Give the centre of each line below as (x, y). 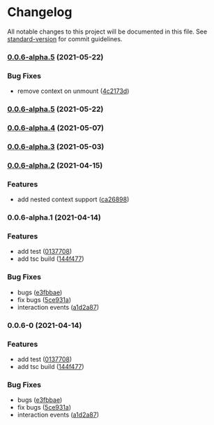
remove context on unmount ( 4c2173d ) (73, 91)
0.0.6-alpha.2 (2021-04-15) (55, 165)
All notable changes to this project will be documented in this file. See (107, 31)
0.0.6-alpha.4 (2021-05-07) (56, 128)
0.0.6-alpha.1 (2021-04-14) (54, 217)
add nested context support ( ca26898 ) (73, 199)
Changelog (40, 12)
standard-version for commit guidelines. (65, 38)
